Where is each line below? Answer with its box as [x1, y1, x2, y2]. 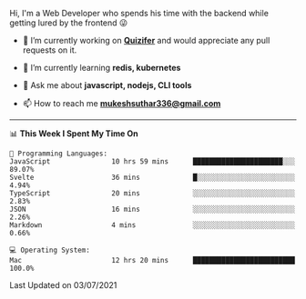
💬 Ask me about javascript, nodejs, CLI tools [22, 80, 192, 90]
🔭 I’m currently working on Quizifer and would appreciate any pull [22, 35, 270, 45]
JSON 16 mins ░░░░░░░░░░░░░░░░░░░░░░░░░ [9, 204, 296, 214]
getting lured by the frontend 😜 [9, 17, 128, 28]
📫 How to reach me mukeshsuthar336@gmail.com [22, 98, 221, 108]
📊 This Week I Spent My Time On [9, 128, 138, 139]
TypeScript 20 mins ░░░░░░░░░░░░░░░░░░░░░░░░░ [9, 189, 296, 198]
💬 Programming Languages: [9, 149, 107, 158]
